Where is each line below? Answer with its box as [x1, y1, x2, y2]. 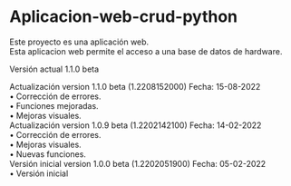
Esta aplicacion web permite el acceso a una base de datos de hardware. [9, 45, 283, 56]
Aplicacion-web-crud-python [9, 6, 238, 27]
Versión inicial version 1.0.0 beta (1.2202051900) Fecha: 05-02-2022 [9, 158, 267, 169]
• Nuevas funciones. [9, 148, 86, 160]
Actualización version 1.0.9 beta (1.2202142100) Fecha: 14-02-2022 [9, 120, 262, 131]
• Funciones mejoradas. [9, 100, 99, 111]
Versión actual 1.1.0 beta [9, 64, 100, 74]
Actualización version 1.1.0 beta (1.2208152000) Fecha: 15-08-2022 [9, 81, 261, 92]
